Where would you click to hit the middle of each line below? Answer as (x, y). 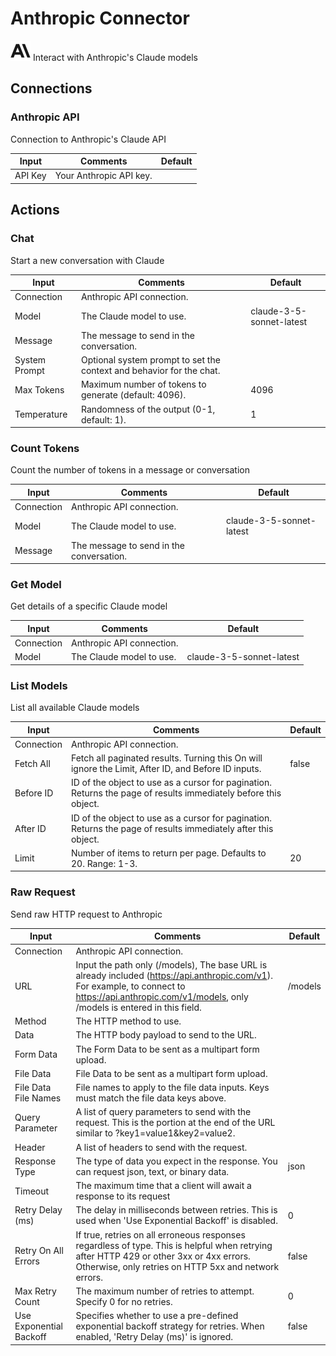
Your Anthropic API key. (103, 176)
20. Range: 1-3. (104, 863)
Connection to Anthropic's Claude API (88, 139)
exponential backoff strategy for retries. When (170, 1326)
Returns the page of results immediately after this (172, 828)
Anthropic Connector (100, 18)
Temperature (41, 414)
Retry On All (39, 1250)
